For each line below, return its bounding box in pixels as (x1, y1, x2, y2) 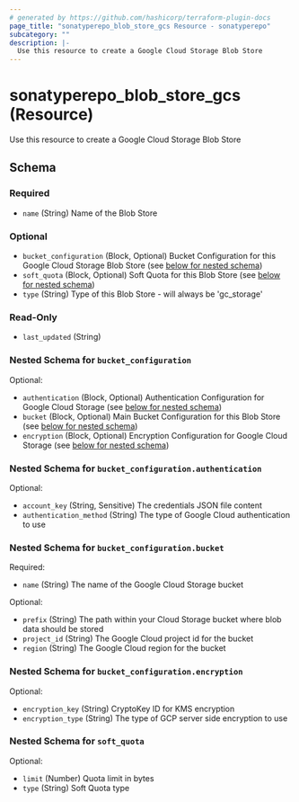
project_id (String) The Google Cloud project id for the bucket (22, 633, 254, 644)
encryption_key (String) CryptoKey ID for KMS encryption (22, 703, 235, 714)
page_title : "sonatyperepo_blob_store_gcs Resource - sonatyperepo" (9, 22, 271, 31)
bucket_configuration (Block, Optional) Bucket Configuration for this (22, 251, 277, 262)
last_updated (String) (22, 332, 101, 343)
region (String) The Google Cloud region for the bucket (22, 643, 226, 654)
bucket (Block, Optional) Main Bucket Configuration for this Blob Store (22, 411, 281, 422)
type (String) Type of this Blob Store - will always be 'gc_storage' (22, 289, 263, 299)
